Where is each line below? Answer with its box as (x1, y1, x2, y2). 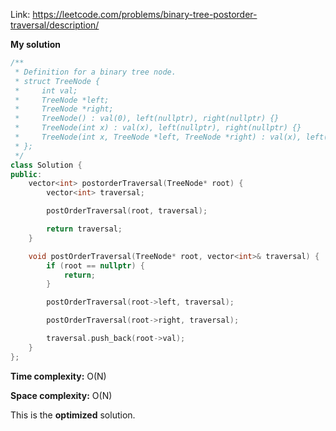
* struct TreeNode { (14, 76, 101, 86)
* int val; (14, 85, 78, 96)
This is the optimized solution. (10, 409, 136, 421)
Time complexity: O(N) (10, 370, 107, 382)
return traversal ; (46, 224, 123, 234)
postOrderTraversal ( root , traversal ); (46, 206, 208, 216)
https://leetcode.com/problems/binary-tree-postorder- (32, 9, 258, 20)
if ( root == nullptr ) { (46, 260, 145, 271)
